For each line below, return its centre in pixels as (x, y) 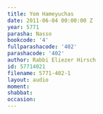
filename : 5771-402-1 (39, 73)
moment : (19, 86)
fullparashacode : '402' (42, 47)
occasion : (22, 100)
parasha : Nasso (30, 34)
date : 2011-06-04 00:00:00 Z (50, 21)
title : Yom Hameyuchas (41, 14)
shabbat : (20, 93)
